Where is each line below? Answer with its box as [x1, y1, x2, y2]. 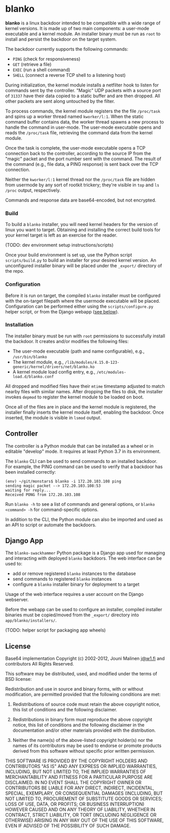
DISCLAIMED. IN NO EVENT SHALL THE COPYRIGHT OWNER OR [5, 780, 142, 786]
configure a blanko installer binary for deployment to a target [12, 581, 140, 588]
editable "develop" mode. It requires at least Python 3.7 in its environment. [5, 448, 161, 454]
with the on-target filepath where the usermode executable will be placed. [5, 298, 160, 304]
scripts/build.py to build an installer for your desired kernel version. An [5, 257, 156, 264]
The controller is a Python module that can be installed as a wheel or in [5, 443, 154, 449]
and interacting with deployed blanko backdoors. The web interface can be [5, 555, 162, 561]
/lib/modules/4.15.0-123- [64, 360, 120, 365]
